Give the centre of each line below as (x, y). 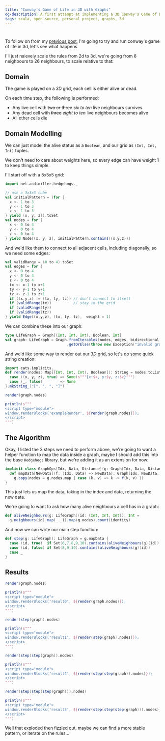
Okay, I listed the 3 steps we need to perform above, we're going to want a (81, 449)
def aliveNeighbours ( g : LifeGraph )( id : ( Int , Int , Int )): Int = (72, 516)
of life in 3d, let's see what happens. (42, 47)
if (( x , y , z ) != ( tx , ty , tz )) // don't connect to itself (70, 299)
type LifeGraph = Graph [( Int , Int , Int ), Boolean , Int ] (63, 335)
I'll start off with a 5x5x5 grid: (35, 175)
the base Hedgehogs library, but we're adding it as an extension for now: (77, 459)
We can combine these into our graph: (44, 326)
